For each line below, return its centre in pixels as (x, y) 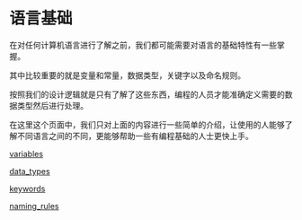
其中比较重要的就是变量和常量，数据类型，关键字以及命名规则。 (127, 75)
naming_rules (34, 206)
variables (26, 154)
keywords (27, 189)
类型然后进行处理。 (52, 105)
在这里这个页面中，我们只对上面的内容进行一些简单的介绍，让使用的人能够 (147, 124)
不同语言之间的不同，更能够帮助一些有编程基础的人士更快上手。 (135, 136)
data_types (30, 171)
